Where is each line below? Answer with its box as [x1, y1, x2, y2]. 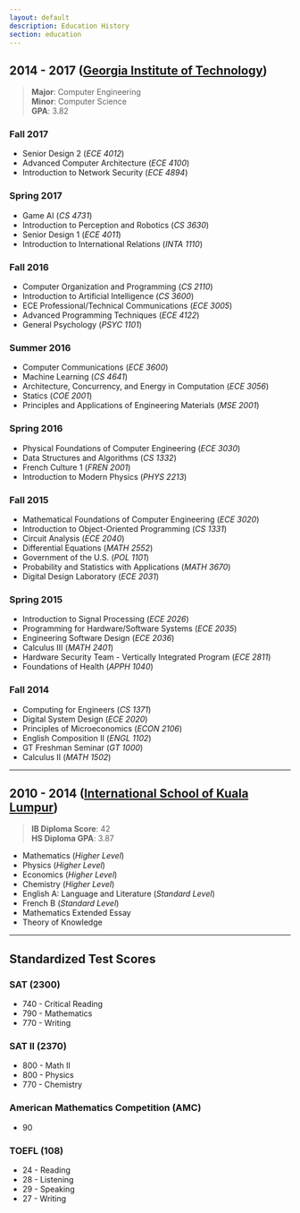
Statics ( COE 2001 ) [21, 390, 92, 401]
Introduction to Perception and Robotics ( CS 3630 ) [21, 219, 210, 230]
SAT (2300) [9, 978, 61, 990]
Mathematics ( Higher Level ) [21, 850, 125, 861]
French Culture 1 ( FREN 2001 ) [21, 462, 131, 473]
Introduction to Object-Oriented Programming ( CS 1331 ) [21, 523, 228, 534]
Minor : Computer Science [30, 96, 128, 107]
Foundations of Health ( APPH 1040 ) [21, 662, 154, 672]
